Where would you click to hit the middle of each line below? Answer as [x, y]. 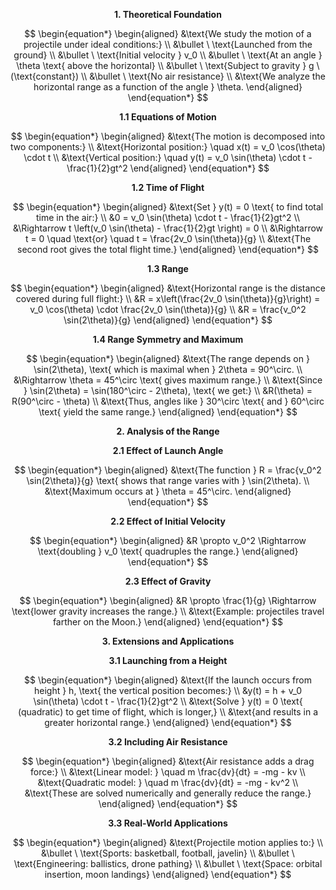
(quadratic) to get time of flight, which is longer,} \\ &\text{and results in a [168, 712]
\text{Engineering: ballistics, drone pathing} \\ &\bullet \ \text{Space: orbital [168, 863]
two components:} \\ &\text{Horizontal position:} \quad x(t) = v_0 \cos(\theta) [168, 147]
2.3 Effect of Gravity [168, 581]
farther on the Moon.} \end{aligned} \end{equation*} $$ [168, 622]
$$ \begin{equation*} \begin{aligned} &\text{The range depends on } [168, 358]
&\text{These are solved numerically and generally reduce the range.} [168, 793]
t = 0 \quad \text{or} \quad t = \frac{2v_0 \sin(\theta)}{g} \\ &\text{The [168, 238]
